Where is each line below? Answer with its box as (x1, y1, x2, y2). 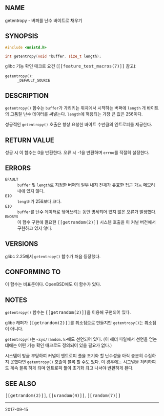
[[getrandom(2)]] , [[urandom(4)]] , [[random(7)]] (5, 393, 121, 398)
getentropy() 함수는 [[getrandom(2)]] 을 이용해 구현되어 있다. (5, 309, 131, 315)
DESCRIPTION (5, 91, 49, 100)
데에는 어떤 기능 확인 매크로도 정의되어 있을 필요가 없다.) (5, 342, 112, 349)
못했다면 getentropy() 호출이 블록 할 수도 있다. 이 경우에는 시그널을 (10, 359, 139, 365)
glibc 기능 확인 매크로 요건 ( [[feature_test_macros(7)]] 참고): (5, 63, 137, 69)
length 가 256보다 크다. (17, 198, 62, 204)
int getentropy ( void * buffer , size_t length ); (5, 54, 102, 59)
